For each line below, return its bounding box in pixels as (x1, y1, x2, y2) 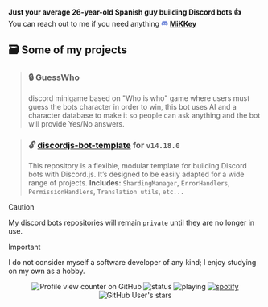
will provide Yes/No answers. (27, 118, 125, 128)
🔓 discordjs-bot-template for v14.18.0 (27, 139, 180, 151)
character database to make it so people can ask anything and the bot (27, 110, 261, 120)
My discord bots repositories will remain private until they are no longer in (8, 218, 255, 227)
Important (8, 242, 41, 251)
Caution (8, 201, 35, 212)
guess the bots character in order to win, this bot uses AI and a (27, 102, 237, 111)
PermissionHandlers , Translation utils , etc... (27, 186, 185, 196)
